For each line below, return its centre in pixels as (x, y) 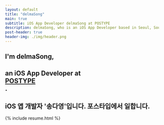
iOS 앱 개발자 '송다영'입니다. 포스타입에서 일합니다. (78, 106)
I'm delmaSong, (30, 57)
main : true (16, 19)
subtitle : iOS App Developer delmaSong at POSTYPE (58, 23)
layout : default (21, 10)
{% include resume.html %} (33, 118)
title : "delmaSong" (25, 14)
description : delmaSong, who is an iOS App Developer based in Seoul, (78, 28)
